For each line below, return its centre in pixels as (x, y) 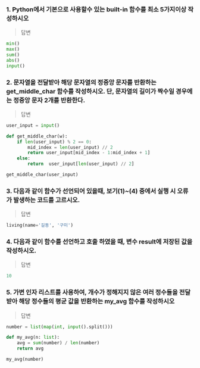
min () (13, 44)
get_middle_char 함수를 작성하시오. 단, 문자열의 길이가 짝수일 (90, 91)
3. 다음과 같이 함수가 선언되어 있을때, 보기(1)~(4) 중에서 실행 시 (91, 191)
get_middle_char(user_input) (42, 175)
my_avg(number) (25, 359)
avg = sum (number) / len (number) (58, 343)
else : (24, 158)
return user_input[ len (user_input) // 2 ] (81, 164)
